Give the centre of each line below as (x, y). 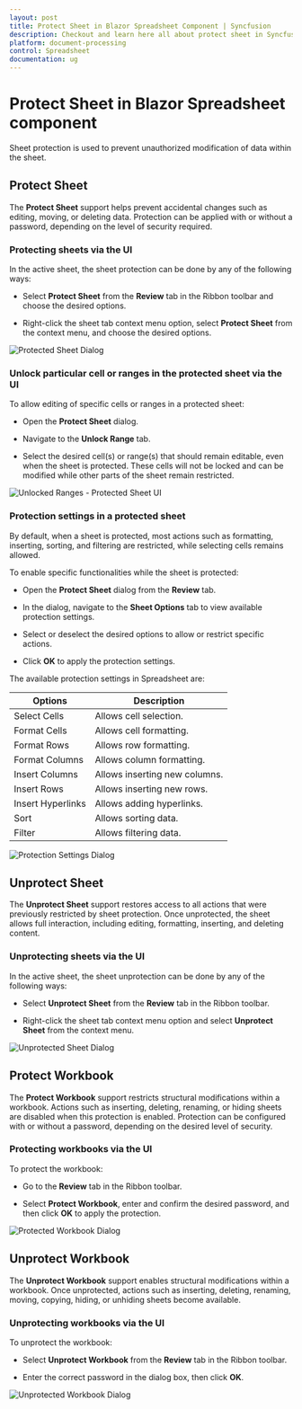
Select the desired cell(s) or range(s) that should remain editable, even (153, 456)
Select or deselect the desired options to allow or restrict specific (143, 634)
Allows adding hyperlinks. (149, 803)
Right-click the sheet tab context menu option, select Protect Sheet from (157, 323)
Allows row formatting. (142, 745)
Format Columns (49, 759)
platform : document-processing (68, 43)
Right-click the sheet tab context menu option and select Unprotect (148, 1020)
